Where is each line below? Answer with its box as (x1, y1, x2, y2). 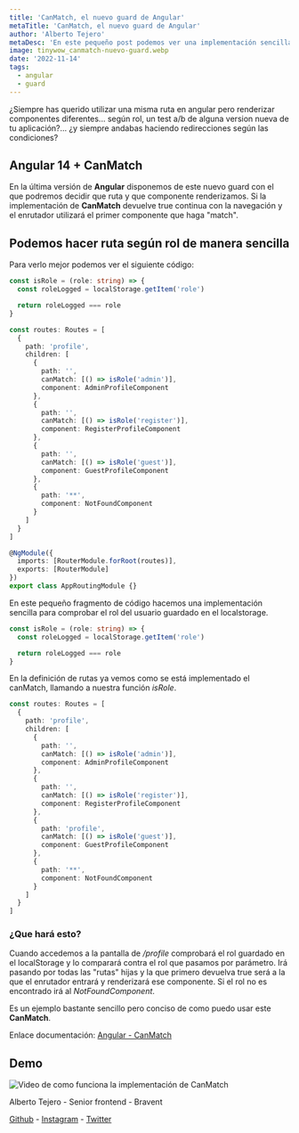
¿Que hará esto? (9, 928, 82, 941)
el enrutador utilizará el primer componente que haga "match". (9, 210, 238, 221)
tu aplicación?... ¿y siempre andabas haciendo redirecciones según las (9, 122, 269, 134)
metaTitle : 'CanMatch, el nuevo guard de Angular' (9, 21, 201, 30)
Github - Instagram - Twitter (9, 1114, 112, 1125)
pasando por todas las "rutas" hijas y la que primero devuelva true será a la (9, 967, 286, 978)
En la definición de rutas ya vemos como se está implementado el (9, 673, 251, 684)
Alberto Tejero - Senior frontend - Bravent (9, 1096, 163, 1107)
